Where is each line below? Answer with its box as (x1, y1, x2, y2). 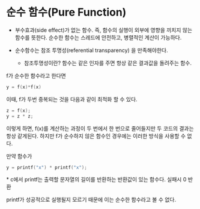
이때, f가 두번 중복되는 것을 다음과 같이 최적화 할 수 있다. (6, 95, 138, 102)
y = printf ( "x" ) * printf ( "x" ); (6, 164, 87, 171)
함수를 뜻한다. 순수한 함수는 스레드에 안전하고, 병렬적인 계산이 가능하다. (14, 34, 182, 41)
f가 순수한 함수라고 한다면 (6, 72, 66, 79)
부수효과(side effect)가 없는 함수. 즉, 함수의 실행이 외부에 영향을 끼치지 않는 (14, 26, 193, 34)
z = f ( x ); (6, 107, 31, 114)
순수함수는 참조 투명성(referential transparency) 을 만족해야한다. (14, 46, 168, 54)
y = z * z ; (6, 113, 34, 119)
